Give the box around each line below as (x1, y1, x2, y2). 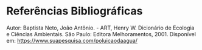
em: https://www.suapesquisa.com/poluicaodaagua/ (6, 37, 138, 44)
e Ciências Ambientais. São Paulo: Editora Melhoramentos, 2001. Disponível (6, 30, 197, 37)
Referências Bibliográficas (6, 4, 143, 18)
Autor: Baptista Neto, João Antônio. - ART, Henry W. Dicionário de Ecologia (6, 24, 195, 31)
